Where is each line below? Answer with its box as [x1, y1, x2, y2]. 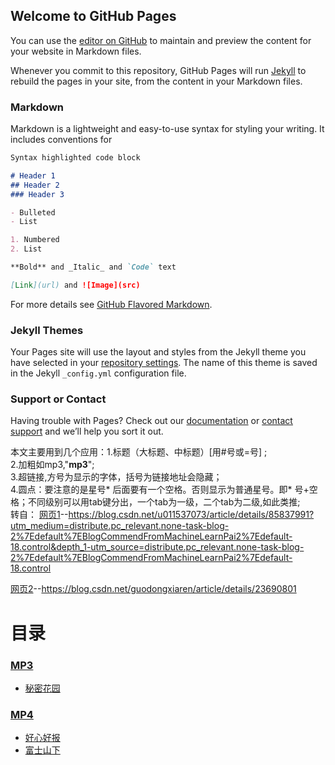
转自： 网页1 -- [10, 509, 69, 521]
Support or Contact [10, 392, 107, 406]
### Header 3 [10, 189, 65, 199]
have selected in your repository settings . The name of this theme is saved [10, 357, 318, 369]
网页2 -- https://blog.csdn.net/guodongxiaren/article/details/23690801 [10, 583, 297, 595]
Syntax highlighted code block [10, 153, 141, 163]
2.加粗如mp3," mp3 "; [10, 459, 95, 471]
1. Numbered [10, 235, 60, 245]
